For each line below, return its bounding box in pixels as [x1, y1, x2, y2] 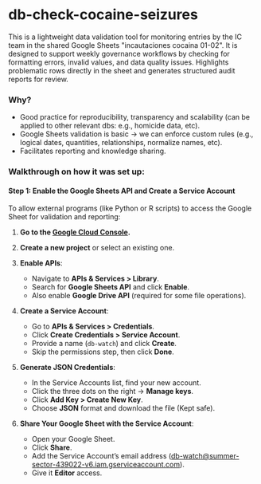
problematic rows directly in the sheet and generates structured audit [8, 65, 236, 75]
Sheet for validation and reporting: [8, 212, 121, 222]
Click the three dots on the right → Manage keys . [31, 387, 193, 396]
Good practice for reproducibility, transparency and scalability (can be [19, 112, 251, 122]
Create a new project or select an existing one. [19, 243, 175, 253]
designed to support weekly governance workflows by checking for [8, 49, 231, 58]
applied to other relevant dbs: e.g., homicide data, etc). [19, 121, 201, 131]
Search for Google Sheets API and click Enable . [31, 282, 189, 292]
